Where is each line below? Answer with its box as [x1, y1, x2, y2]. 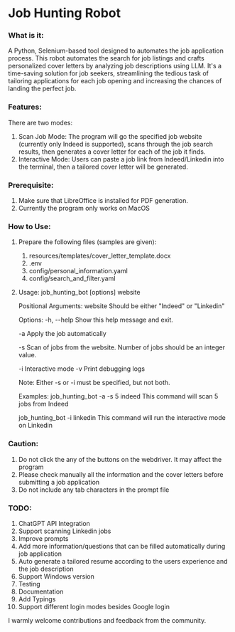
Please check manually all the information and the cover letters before [18, 470, 224, 478]
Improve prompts [18, 534, 69, 542]
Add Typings [18, 594, 56, 603]
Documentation [18, 587, 64, 596]
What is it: [8, 31, 44, 41]
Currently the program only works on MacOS [18, 204, 150, 213]
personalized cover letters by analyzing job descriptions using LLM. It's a [8, 62, 222, 70]
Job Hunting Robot [8, 5, 121, 21]
